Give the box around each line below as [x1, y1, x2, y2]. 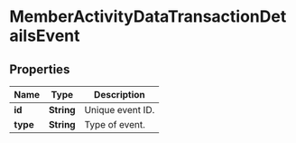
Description [93, 89, 146, 100]
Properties [9, 62, 70, 77]
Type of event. [84, 119, 146, 130]
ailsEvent [9, 25, 80, 46]
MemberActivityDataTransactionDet [9, 6, 287, 27]
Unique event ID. [84, 104, 155, 116]
